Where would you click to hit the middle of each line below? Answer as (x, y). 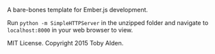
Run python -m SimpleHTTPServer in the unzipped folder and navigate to (108, 23)
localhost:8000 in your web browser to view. (70, 30)
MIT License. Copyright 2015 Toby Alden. (65, 43)
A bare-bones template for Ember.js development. (78, 10)
